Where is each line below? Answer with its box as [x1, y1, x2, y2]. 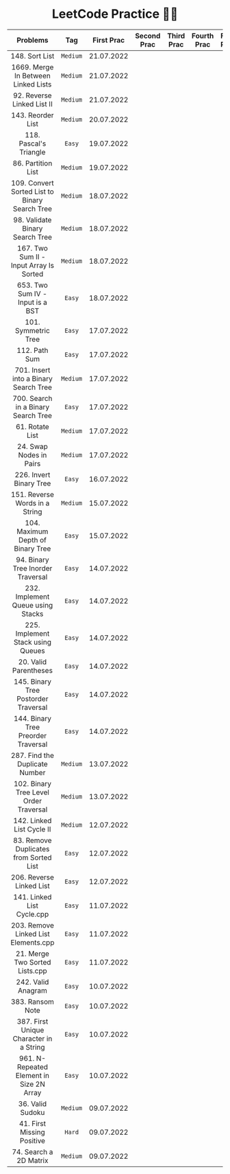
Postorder [16, 693, 49, 703]
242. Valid [16, 977, 49, 987]
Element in [15, 1070, 50, 1080]
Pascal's [18, 139, 47, 148]
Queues [19, 645, 46, 655]
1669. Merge [11, 62, 54, 71]
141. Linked [13, 892, 52, 901]
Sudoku [20, 1107, 45, 1117]
